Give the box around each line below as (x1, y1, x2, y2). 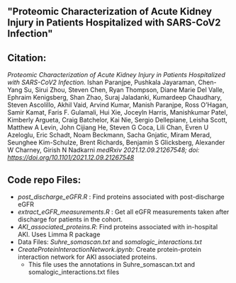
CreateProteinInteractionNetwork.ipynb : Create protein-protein (17, 246, 202, 254)
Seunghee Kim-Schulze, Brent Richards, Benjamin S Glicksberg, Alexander (7, 138, 225, 147)
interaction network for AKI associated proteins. (17, 253, 157, 261)
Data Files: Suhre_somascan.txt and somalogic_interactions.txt (17, 238, 202, 246)
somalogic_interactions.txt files (28, 268, 120, 277)
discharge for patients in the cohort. (17, 215, 123, 224)
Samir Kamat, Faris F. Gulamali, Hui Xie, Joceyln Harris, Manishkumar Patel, (7, 108, 228, 117)
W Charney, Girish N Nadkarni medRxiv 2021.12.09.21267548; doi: (7, 146, 200, 154)
